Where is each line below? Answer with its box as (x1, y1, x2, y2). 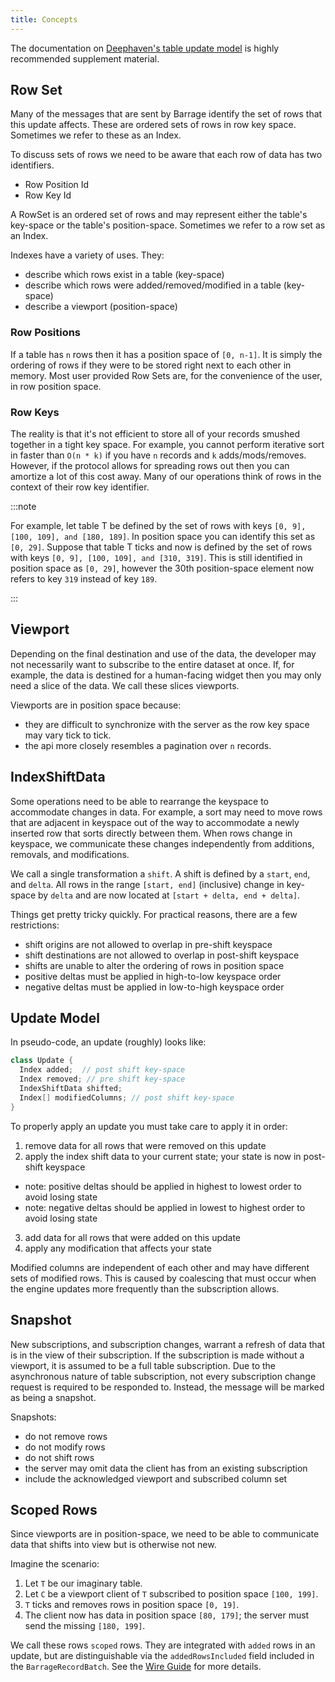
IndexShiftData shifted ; (19, 1084, 123, 1094)
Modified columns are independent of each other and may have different (10, 1261, 310, 1273)
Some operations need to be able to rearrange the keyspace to (10, 795, 269, 807)
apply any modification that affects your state (24, 1242, 212, 1254)
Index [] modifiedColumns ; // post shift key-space (19, 1092, 235, 1103)
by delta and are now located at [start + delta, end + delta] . (38, 889, 301, 901)
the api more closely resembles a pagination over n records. (24, 739, 272, 751)
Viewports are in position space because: (10, 699, 182, 711)
